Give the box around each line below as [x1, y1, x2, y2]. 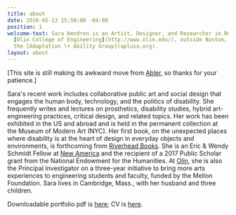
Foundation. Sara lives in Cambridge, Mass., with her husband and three [7, 179, 216, 187]
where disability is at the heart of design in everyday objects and [7, 134, 195, 142]
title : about [7, 10, 46, 18]
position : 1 [7, 23, 42, 30]
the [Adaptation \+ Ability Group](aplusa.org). [13, 43, 159, 50]
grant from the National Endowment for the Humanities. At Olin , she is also [7, 156, 223, 165]
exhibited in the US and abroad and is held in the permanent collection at [7, 119, 218, 127]
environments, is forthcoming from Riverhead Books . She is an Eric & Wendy [7, 141, 229, 150]
